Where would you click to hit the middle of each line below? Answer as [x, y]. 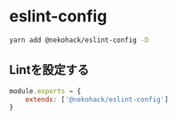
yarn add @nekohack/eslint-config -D [79, 40]
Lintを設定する [49, 70]
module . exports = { [45, 91]
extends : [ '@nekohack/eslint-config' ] [97, 100]
